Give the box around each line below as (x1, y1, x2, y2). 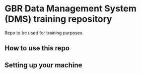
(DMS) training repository (4, 13, 112, 25)
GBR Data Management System (4, 3, 137, 14)
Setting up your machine (4, 61, 82, 69)
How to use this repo (4, 44, 70, 52)
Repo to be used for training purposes (4, 30, 82, 36)
